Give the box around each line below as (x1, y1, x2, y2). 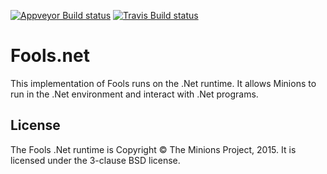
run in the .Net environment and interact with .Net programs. (10, 88, 259, 100)
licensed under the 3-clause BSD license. (10, 154, 181, 166)
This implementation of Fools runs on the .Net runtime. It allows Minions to (10, 77, 317, 89)
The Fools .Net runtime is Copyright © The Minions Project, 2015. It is (10, 143, 297, 155)
